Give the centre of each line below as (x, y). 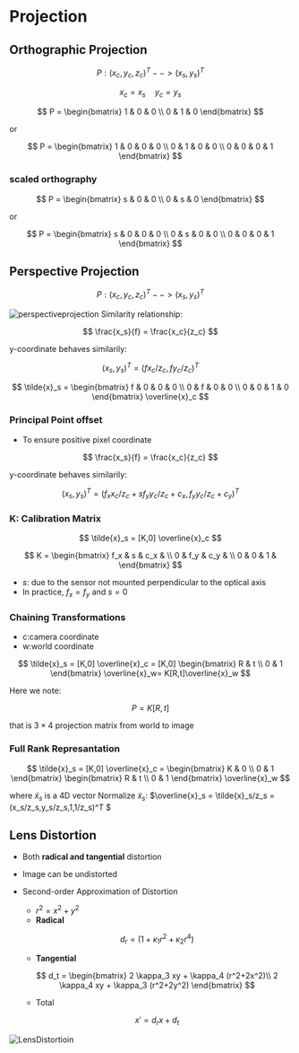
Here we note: (35, 691)
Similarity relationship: (142, 314)
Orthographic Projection (78, 50)
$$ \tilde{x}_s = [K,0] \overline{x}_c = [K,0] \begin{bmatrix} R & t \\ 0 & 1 (150, 664)
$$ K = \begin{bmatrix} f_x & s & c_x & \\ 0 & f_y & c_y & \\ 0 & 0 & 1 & (150, 556)
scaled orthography (53, 180)
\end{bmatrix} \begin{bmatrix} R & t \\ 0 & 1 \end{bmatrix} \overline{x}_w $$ (150, 777)
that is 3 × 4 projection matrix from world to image (102, 725)
